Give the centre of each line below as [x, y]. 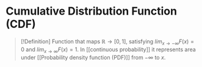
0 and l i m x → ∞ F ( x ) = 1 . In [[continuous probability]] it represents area [108, 50]
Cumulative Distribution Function [92, 11]
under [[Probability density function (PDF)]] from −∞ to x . [93, 57]
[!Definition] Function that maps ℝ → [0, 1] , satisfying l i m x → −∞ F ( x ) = [107, 42]
